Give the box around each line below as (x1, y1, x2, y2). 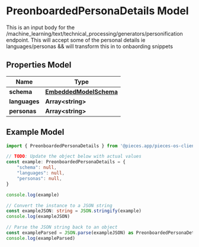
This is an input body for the (6, 24, 75, 31)
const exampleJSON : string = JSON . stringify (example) (6, 208, 142, 214)
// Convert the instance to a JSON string (6, 202, 113, 208)
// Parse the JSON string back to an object (6, 224, 118, 230)
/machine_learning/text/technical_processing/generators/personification (6, 30, 184, 37)
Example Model (6, 127, 65, 137)
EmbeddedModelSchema (45, 87, 118, 96)
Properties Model (6, 60, 72, 70)
